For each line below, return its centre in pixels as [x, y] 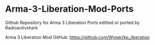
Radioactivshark [21, 27]
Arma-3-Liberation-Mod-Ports [69, 9]
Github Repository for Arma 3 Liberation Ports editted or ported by [72, 22]
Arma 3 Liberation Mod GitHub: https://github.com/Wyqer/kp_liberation [77, 37]
